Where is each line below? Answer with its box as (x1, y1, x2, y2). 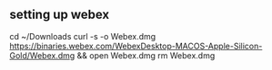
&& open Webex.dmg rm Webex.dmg (76, 49, 216, 61)
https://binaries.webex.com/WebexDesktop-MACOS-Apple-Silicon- (9, 40, 263, 51)
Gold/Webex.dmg (9, 49, 76, 61)
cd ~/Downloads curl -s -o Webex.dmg (9, 31, 156, 41)
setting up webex (9, 7, 110, 22)
